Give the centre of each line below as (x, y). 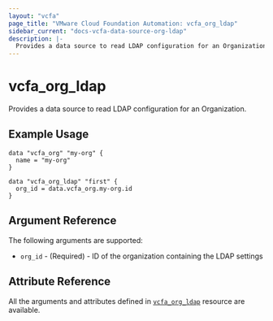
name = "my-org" (43, 160)
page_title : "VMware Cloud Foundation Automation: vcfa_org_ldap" (123, 24)
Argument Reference (63, 221)
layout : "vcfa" (34, 16)
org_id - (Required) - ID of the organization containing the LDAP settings (141, 256)
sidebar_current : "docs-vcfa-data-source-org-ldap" (97, 31)
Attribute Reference (60, 282)
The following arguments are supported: (76, 240)
